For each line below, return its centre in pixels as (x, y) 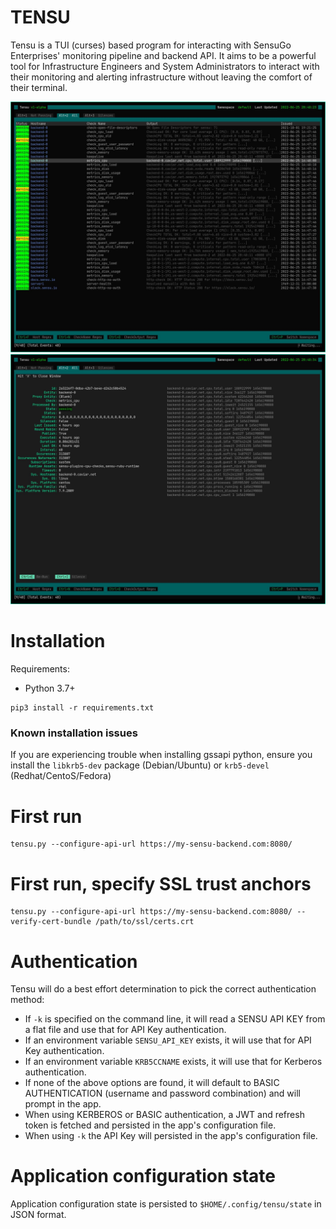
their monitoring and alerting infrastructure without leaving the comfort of (161, 77)
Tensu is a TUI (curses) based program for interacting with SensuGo (151, 45)
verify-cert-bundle (51, 922)
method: (27, 1000)
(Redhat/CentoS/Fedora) (61, 776)
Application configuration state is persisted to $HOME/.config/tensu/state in (166, 1204)
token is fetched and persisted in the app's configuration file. (150, 1125)
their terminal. (39, 87)
